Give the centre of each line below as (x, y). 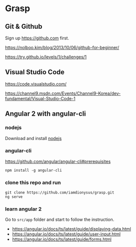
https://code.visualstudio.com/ (36, 84)
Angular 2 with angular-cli (46, 114)
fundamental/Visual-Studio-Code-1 (40, 98)
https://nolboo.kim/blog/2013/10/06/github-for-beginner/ (62, 47)
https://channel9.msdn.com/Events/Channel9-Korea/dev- (63, 93)
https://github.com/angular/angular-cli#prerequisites (58, 161)
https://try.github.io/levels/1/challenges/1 (46, 57)
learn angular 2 (23, 209)
